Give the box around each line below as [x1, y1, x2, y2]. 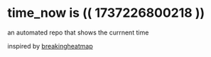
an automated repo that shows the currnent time [7, 28, 149, 37]
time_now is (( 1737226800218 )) [7, 5, 205, 21]
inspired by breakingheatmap [7, 42, 94, 50]
